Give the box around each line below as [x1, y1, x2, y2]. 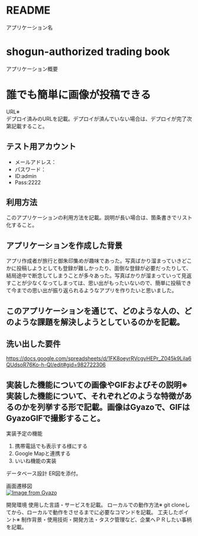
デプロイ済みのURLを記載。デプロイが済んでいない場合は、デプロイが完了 [6, 115, 187, 122]
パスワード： [14, 166, 46, 173]
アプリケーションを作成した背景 [6, 240, 123, 250]
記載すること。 [11, 122, 48, 130]
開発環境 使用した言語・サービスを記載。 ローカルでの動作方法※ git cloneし [6, 501, 190, 509]
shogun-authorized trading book [6, 45, 170, 59]
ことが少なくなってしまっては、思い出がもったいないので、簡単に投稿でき [11, 279, 192, 287]
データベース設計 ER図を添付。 [6, 470, 82, 477]
